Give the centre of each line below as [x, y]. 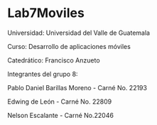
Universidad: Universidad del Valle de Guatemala [79, 33]
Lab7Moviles [46, 13]
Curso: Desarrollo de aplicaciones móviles [69, 46]
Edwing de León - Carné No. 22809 [60, 102]
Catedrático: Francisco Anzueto [54, 60]
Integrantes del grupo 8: [43, 74]
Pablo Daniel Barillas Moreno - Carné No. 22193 [77, 87]
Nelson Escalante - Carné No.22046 [60, 115]
